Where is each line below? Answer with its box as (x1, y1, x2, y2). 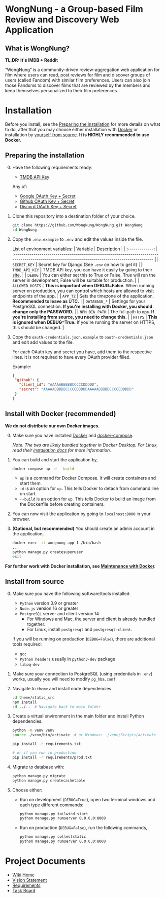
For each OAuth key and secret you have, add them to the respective (12, 349, 152, 355)
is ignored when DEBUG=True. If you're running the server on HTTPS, (12, 319, 156, 325)
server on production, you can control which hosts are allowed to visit (12, 288, 154, 294)
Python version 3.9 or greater (19, 600, 79, 606)
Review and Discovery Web (5, 14, 120, 25)
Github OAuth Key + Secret (19, 198, 75, 204)
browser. (12, 516, 31, 522)
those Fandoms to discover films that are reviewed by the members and (5, 82, 151, 88)
